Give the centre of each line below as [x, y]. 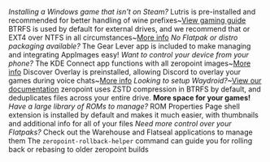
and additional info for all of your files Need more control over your [120, 124]
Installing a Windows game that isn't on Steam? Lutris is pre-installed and [132, 12]
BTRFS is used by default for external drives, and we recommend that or [129, 29]
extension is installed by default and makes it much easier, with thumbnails [133, 115]
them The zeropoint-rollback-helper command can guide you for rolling [131, 141]
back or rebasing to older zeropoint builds [78, 149]
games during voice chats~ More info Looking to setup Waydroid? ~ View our [135, 81]
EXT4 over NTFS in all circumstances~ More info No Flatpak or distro [123, 37]
